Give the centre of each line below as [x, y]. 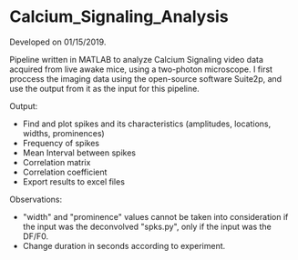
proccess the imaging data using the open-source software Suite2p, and [146, 78]
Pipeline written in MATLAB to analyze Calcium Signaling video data [137, 59]
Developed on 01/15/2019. [58, 42]
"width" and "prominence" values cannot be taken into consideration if [155, 216]
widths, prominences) [63, 133]
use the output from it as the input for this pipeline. [105, 88]
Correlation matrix [57, 162]
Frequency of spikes [61, 143]
